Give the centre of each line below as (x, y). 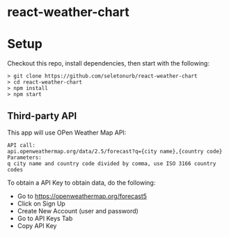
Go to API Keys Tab (45, 218)
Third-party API (42, 116)
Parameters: (24, 158)
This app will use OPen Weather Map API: (67, 132)
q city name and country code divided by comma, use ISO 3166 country (112, 163)
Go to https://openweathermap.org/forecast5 (82, 196)
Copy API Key (37, 225)
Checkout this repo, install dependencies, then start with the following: (109, 63)
